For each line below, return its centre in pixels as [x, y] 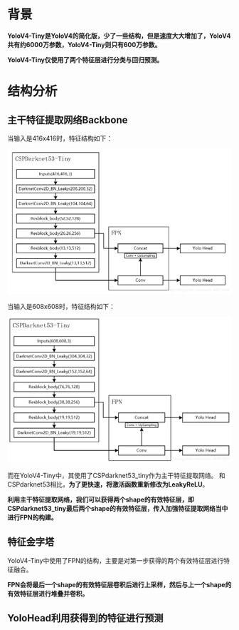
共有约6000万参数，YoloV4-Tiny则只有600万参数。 [84, 44]
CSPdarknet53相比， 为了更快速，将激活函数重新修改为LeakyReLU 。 [108, 484]
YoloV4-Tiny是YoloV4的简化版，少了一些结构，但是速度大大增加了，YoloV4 [119, 36]
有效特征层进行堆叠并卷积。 [48, 594]
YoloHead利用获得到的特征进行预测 [85, 618]
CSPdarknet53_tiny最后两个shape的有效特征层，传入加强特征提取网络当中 [118, 508]
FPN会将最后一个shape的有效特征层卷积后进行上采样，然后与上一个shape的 [119, 584]
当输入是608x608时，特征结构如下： [61, 306]
